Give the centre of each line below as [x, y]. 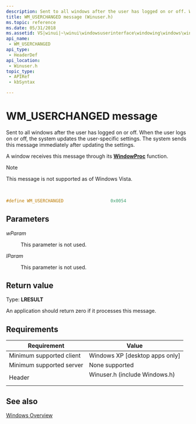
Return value [30, 286]
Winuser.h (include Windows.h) [132, 375]
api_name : [18, 39]
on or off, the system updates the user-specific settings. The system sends [96, 139]
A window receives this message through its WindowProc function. [87, 156]
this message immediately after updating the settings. [71, 144]
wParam [16, 233]
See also [22, 401]
